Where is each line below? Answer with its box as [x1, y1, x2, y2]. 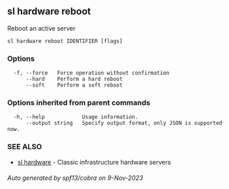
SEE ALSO [7, 142, 42, 152]
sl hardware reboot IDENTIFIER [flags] [7, 38, 123, 45]
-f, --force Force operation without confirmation [13, 70, 170, 77]
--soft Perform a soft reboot [25, 82, 123, 89]
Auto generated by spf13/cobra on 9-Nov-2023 [7, 174, 143, 182]
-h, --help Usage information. [13, 114, 139, 121]
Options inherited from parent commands [7, 98, 151, 107]
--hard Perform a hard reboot [25, 76, 123, 83]
